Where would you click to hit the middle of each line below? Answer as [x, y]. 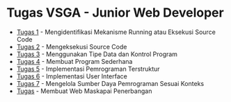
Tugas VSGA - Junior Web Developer [115, 13]
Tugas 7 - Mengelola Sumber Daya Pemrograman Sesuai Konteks [110, 83]
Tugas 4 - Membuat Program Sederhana [74, 61]
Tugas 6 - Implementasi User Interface [72, 76]
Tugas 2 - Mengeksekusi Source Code [72, 46]
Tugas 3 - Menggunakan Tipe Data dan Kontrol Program [97, 54]
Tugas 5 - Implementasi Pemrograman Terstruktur [88, 69]
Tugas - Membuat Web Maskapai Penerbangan [84, 91]
